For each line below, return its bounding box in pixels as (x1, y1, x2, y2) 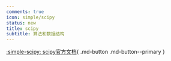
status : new (6, 20, 36, 26)
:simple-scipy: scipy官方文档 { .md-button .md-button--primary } (6, 48, 165, 56)
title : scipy (6, 25, 39, 32)
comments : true (6, 8, 44, 15)
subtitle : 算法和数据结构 (6, 31, 65, 37)
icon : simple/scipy (6, 14, 55, 20)
